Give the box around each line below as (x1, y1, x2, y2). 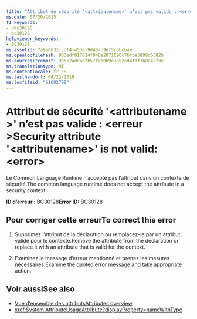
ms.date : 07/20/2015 (6, 14, 57, 20)
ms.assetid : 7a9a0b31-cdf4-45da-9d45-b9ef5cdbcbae (6, 47, 133, 53)
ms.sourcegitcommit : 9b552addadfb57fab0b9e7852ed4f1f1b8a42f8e (6, 58, 164, 63)
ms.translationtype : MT (6, 63, 64, 69)
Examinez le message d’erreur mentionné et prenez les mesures (14, 254, 170, 261)
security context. (6, 186, 47, 194)
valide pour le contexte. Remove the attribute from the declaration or (14, 237, 179, 244)
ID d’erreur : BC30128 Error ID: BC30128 (6, 198, 103, 205)
